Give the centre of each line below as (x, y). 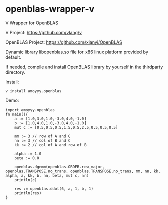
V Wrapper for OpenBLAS (32, 23)
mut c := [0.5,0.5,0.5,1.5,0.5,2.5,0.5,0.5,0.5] (66, 127)
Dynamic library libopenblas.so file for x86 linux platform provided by (77, 52)
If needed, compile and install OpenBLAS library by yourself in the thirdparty (84, 67)
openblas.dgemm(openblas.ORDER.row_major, (59, 167)
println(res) (28, 193)
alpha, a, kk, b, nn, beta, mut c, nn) (47, 176)
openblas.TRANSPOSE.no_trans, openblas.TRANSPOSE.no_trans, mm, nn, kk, (83, 171)
